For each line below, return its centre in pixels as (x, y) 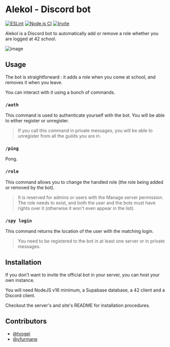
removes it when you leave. (34, 82)
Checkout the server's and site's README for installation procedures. (78, 305)
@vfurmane (25, 339)
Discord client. (20, 295)
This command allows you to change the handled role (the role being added (84, 182)
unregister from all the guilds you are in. (59, 136)
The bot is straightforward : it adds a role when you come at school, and (80, 77)
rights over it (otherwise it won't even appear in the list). (76, 208)
